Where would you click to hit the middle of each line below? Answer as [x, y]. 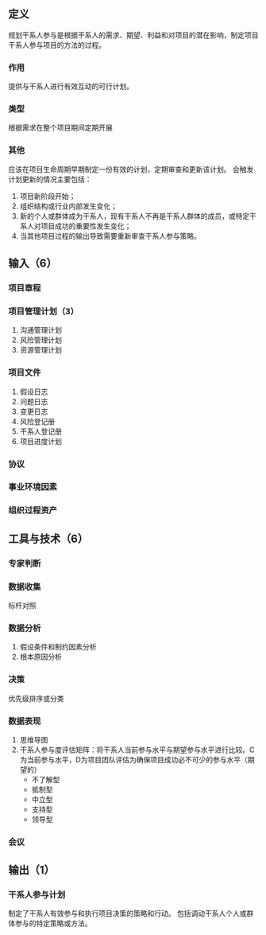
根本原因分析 [40, 657]
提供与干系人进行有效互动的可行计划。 [71, 87]
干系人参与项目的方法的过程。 [57, 45]
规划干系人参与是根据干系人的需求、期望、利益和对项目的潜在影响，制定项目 [133, 35]
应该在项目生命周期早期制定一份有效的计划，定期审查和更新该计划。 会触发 [131, 169]
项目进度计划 [40, 441]
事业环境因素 [33, 487]
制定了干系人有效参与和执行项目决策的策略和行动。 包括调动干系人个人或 [127, 914]
